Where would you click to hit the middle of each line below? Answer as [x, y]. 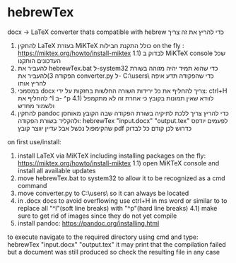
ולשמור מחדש [36, 105]
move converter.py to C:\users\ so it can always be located [103, 193]
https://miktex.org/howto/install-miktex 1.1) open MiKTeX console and [118, 163]
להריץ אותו [32, 83]
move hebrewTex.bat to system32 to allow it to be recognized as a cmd [121, 178]
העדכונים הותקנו [39, 60]
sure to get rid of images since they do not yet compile [97, 216]
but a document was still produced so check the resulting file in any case [114, 252]
